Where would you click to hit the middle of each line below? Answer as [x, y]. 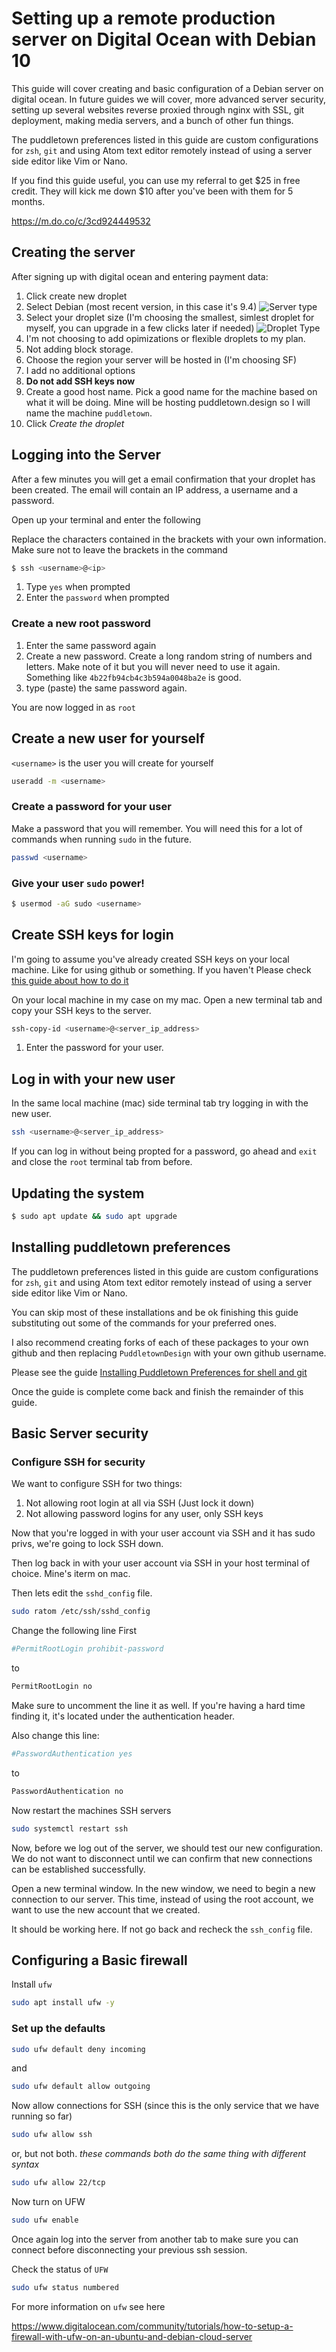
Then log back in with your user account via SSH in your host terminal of [161, 1563]
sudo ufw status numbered [65, 2287]
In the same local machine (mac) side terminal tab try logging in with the [160, 1103]
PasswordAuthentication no [67, 1791]
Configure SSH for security [78, 1462]
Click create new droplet [76, 296]
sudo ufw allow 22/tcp [58, 2183]
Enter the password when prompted [97, 598]
